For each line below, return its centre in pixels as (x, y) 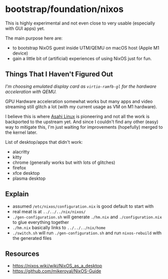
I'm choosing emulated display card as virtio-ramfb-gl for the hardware (81, 86)
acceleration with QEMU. (31, 92)
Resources (22, 254)
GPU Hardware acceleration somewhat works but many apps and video (79, 101)
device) (20, 53)
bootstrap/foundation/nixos (64, 9)
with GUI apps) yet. (25, 28)
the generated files (32, 238)
